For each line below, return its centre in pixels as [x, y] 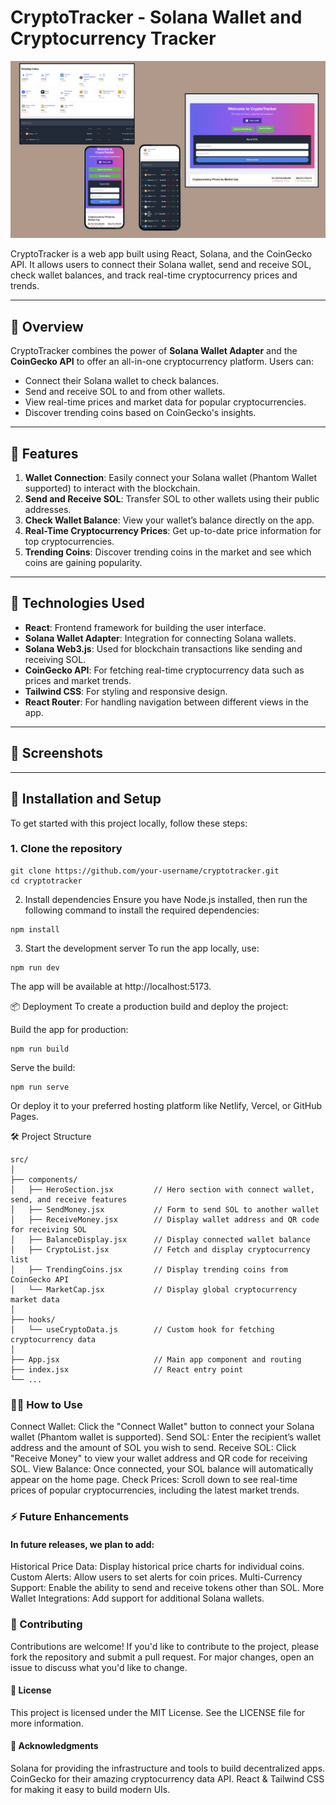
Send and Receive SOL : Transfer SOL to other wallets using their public [172, 499]
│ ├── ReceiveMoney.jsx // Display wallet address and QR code [165, 1219]
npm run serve [40, 1087]
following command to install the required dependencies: [142, 910]
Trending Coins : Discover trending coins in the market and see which [168, 552]
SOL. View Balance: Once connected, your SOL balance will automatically [162, 1469]
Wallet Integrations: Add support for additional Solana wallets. [137, 1598]
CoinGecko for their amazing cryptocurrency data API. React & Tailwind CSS [167, 1778]
